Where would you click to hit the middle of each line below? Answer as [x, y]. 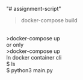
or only [15, 45]
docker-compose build [49, 20]
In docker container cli [34, 57]
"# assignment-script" [34, 9]
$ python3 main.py [29, 70]
